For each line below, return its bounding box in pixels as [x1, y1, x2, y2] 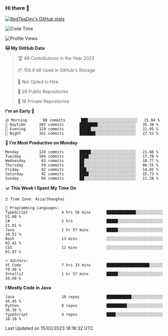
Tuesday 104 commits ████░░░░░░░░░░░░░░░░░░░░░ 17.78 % [5, 154, 158, 159]
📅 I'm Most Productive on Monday [5, 140, 78, 146]
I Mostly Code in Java [5, 285, 51, 291]
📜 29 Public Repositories [17, 89, 69, 95]
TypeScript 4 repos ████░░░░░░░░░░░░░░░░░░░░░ [5, 312, 163, 317]
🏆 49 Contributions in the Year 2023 [17, 55, 95, 61]
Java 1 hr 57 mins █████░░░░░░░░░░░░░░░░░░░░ [5, 227, 163, 233]
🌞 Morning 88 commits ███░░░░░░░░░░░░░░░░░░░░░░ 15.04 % [5, 118, 160, 123]
